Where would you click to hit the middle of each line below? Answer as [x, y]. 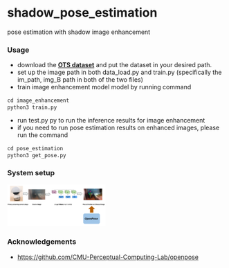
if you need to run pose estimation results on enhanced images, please [118, 128]
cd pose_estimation [35, 149]
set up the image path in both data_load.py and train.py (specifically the [119, 72]
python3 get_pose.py [37, 156]
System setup [31, 173]
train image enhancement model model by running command [104, 87]
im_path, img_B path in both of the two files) [80, 80]
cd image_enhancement [38, 101]
